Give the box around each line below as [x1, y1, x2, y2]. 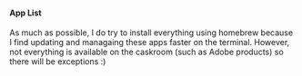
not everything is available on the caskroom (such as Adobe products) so [9, 46, 284, 58]
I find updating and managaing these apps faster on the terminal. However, [9, 37, 290, 48]
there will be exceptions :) [9, 56, 106, 67]
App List [9, 7, 43, 18]
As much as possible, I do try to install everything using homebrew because [9, 27, 294, 38]
